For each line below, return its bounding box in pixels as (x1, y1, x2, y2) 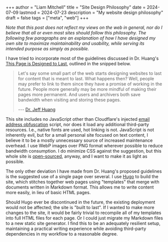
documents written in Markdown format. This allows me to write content (5, 184, 154, 190)
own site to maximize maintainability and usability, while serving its (5, 40, 144, 46)
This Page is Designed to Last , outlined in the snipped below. (5, 61, 131, 66)
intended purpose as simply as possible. (5, 46, 89, 51)
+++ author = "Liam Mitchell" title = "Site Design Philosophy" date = (5, 4, 146, 10)
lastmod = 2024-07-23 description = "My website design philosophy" (19, 9, 163, 15)
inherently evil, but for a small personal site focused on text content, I (5, 132, 148, 138)
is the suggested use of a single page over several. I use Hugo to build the (5, 174, 159, 179)
